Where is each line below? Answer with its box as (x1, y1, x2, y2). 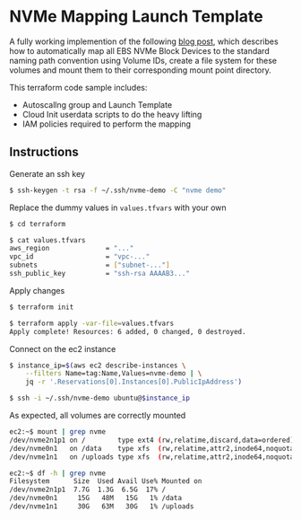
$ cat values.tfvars (9, 235, 87, 244)
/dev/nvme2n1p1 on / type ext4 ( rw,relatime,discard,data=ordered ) (9, 436, 295, 445)
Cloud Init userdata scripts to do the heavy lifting (21, 109, 202, 119)
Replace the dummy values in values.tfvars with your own (9, 202, 227, 213)
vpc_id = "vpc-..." (9, 252, 150, 261)
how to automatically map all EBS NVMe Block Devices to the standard (9, 45, 271, 56)
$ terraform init (9, 303, 74, 312)
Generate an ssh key (9, 168, 85, 179)
